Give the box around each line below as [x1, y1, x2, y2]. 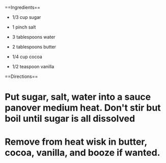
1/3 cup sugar [12, 14, 41, 20]
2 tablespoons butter [12, 44, 57, 50]
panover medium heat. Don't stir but [5, 102, 161, 114]
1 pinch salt [12, 24, 36, 30]
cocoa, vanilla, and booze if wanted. [5, 147, 160, 158]
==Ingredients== [5, 5, 41, 10]
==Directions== [5, 73, 38, 79]
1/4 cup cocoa [12, 53, 43, 60]
